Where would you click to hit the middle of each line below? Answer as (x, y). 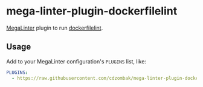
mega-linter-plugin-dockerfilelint (92, 11)
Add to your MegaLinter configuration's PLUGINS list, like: (76, 61)
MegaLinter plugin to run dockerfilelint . (55, 28)
